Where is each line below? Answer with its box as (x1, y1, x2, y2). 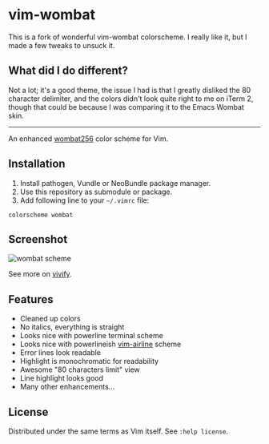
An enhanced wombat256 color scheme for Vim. (8, 134, 169, 143)
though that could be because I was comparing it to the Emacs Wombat (8, 102, 244, 111)
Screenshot (8, 232, 68, 246)
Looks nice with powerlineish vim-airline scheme (19, 339, 182, 349)
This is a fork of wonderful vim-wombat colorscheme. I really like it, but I (8, 32, 247, 42)
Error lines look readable (19, 348, 102, 357)
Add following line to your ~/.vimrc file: (19, 195, 150, 205)
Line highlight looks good (19, 373, 104, 383)
